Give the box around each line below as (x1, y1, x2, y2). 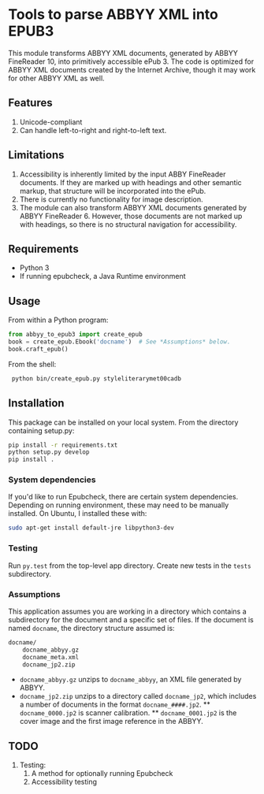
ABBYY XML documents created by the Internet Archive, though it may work (8, 65, 256, 74)
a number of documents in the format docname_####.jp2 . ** (19, 699, 210, 710)
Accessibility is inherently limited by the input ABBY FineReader (19, 169, 226, 179)
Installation (8, 396, 65, 410)
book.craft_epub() (8, 345, 69, 353)
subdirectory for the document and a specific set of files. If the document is (8, 614, 254, 624)
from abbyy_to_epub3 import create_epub (8, 331, 143, 339)
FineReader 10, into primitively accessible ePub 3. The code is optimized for (8, 57, 255, 66)
